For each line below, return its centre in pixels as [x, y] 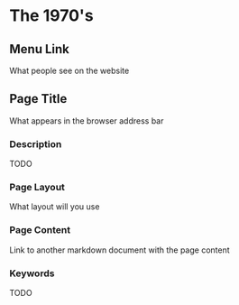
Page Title [38, 99]
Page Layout [37, 188]
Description [36, 143]
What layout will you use [55, 207]
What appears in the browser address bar [87, 120]
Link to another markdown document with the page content [119, 250]
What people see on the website [69, 70]
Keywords [32, 273]
